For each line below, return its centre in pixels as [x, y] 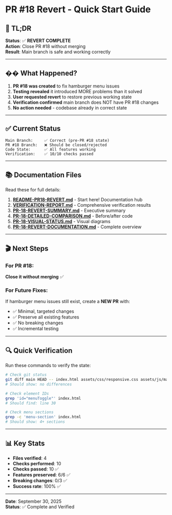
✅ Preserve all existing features [46, 317]
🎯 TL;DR [18, 28]
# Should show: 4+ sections [35, 422]
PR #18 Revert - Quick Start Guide [78, 9]
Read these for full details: [33, 190]
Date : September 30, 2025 [34, 501]
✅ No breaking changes [38, 323]
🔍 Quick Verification [39, 350]
